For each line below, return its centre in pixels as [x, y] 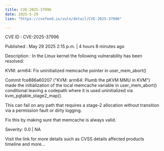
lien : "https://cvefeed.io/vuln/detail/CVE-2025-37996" [63, 19]
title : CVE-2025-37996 [28, 10]
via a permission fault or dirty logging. [43, 110]
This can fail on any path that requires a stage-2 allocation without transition [82, 105]
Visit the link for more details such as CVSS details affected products [75, 139]
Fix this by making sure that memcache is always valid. [61, 120]
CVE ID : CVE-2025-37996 [32, 37]
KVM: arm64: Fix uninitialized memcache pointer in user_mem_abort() [76, 71]
